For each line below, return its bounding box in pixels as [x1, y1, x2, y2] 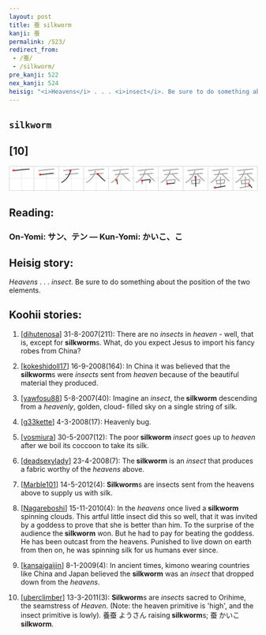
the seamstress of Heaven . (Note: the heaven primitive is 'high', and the [20, 600, 254, 611]
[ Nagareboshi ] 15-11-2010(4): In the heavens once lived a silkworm [20, 503, 239, 513]
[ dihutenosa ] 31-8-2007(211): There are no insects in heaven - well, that [20, 329, 254, 338]
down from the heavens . [20, 577, 101, 587]
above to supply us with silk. [20, 487, 114, 497]
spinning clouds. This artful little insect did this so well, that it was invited [20, 511, 258, 521]
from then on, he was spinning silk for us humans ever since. [20, 545, 219, 555]
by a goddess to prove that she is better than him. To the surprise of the [20, 520, 255, 529]
